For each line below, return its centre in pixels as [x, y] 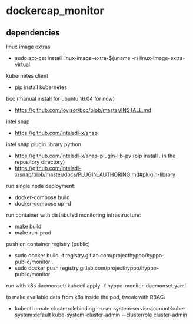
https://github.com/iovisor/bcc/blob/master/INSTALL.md [83, 110]
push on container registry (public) [48, 244]
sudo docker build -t [39, 255]
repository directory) [40, 162]
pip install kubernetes [41, 87]
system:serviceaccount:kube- [149, 308]
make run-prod [33, 233]
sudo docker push [36, 268]
